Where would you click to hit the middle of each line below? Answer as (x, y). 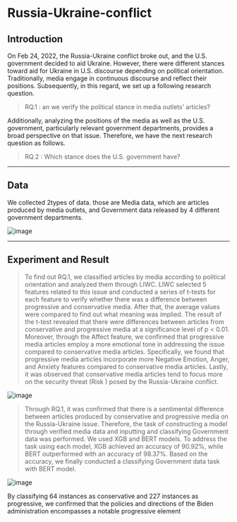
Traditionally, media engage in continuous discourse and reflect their (107, 78)
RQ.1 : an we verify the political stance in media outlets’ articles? (117, 107)
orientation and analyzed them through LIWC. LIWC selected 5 (115, 284)
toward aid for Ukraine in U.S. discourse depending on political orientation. (116, 71)
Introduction (35, 39)
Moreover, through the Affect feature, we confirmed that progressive (124, 337)
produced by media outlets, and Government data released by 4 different (114, 210)
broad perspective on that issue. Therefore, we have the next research (110, 136)
